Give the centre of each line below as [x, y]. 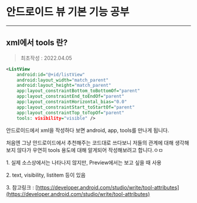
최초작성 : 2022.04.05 [46, 58]
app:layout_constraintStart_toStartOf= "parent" [76, 107]
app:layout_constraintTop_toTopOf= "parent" [71, 113]
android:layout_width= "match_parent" [63, 80]
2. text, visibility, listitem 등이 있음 [46, 175]
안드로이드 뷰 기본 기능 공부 [68, 12]
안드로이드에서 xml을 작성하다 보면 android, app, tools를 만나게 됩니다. [88, 130]
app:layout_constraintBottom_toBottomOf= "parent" [79, 91]
